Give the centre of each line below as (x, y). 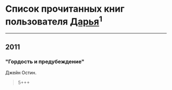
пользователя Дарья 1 (54, 21)
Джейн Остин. (21, 73)
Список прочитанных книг (65, 9)
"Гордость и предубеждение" (45, 61)
